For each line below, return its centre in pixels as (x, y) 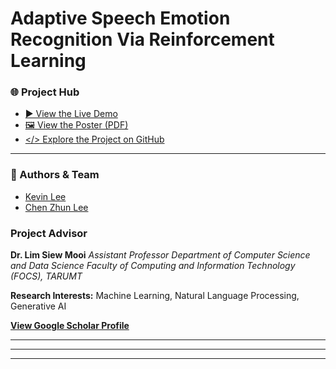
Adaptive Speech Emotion (120, 18)
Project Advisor (49, 233)
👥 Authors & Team (55, 175)
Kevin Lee (45, 196)
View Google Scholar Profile (70, 326)
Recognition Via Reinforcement (142, 39)
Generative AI (38, 306)
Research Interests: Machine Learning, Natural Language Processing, (155, 296)
